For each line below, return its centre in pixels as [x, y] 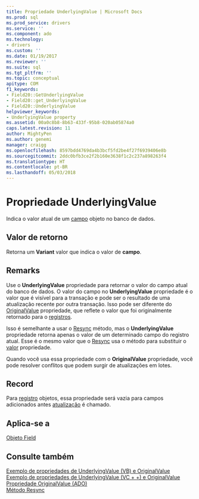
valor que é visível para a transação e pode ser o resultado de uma [88, 298]
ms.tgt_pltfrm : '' [29, 73]
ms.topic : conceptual [33, 78]
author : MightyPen [29, 134]
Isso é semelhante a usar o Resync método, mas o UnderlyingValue [90, 328]
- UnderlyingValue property [41, 117]
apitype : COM [22, 84]
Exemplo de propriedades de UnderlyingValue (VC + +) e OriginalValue [93, 477]
